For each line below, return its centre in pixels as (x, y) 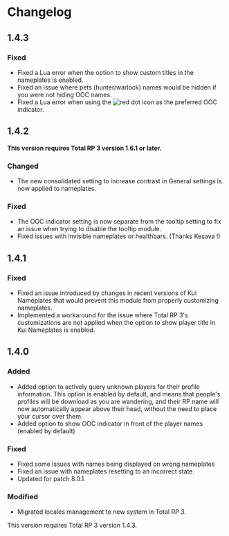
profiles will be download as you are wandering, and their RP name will (118, 401)
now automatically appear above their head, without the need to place (117, 409)
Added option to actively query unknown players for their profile (109, 387)
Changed (23, 166)
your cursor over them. (50, 416)
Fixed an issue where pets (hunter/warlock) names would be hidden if (117, 87)
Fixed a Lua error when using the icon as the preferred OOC (117, 102)
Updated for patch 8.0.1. (51, 478)
